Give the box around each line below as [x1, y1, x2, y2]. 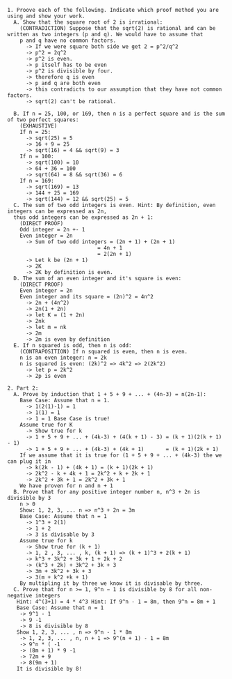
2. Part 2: [7, 385, 39, 392]
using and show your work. [7, 13, 85, 20]
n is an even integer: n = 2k [19, 354, 108, 361]
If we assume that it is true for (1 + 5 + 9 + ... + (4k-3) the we [19, 452, 222, 459]
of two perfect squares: [7, 116, 79, 123]
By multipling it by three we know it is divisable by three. [19, 580, 204, 587]
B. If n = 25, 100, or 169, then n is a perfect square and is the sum [13, 110, 226, 117]
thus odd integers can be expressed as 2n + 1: [13, 214, 154, 221]
